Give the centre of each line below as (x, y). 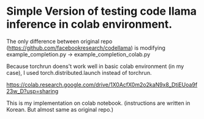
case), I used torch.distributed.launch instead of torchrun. (79, 72)
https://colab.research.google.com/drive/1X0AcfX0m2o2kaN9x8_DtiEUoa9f (102, 85)
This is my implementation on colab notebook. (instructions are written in (98, 103)
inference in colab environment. (89, 24)
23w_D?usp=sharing (32, 91)
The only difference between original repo (59, 41)
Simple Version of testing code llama (102, 11)
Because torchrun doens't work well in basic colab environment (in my (95, 66)
